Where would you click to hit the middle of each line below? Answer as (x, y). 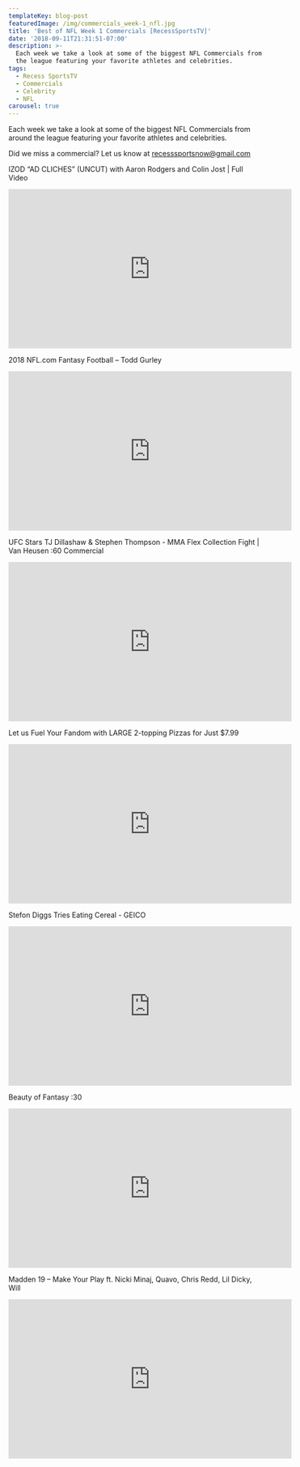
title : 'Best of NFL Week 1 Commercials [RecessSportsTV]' (110, 31)
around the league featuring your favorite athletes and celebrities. (118, 138)
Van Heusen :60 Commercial (56, 551)
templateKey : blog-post (49, 16)
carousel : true (34, 106)
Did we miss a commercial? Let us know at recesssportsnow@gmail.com (129, 154)
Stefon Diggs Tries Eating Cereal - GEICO (77, 915)
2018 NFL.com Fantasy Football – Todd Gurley (85, 360)
